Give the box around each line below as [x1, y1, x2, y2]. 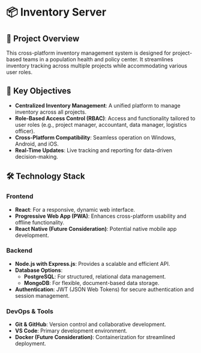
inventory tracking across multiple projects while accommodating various [6, 62, 188, 69]
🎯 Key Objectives [6, 86, 71, 96]
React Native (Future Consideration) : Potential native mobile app [14, 225, 177, 232]
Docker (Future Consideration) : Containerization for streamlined [14, 334, 175, 341]
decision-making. [14, 153, 58, 160]
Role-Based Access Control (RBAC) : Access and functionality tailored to [14, 114, 196, 121]
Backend [6, 247, 33, 255]
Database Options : [14, 266, 63, 274]
